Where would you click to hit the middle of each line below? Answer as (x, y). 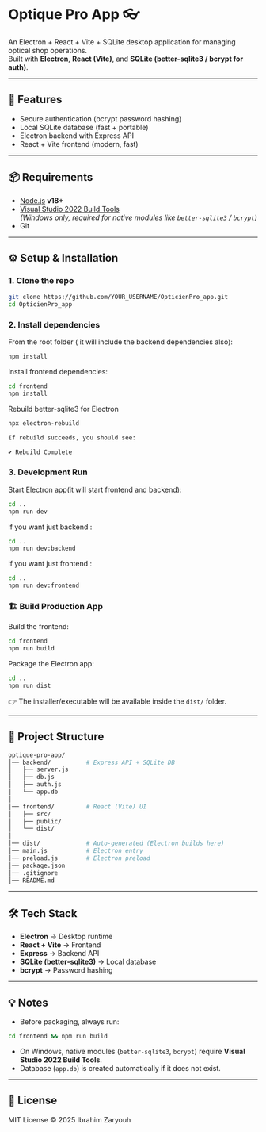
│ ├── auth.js (35, 785)
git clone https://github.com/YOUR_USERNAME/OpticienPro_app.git (118, 297)
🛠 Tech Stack (43, 913)
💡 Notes (28, 1002)
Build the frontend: (39, 627)
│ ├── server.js (38, 769)
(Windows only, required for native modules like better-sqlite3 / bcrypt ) (138, 217)
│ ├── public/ (35, 821)
